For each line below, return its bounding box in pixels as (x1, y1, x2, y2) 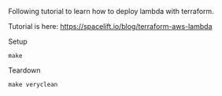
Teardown (8, 66, 41, 75)
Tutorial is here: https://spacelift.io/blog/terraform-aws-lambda (8, 22, 213, 30)
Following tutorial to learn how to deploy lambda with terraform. (8, 7, 214, 16)
